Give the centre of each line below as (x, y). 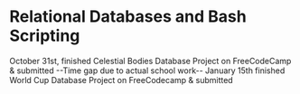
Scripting (45, 36)
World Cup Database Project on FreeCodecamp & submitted (121, 80)
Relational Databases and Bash (128, 17)
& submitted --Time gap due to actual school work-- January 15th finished (147, 70)
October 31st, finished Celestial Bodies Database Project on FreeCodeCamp (150, 61)
